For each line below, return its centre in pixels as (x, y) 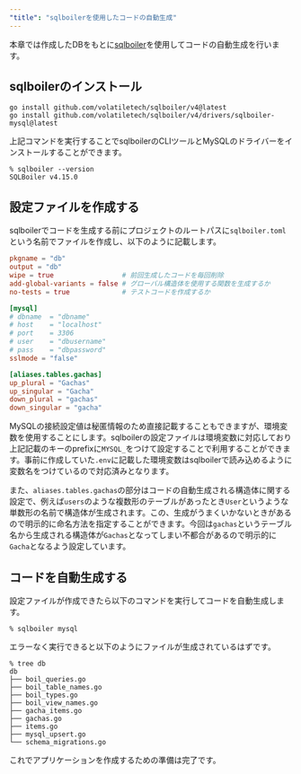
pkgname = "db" (38, 259)
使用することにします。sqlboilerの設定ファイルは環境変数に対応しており (158, 437)
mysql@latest (34, 123)
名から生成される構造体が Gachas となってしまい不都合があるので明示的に (143, 535)
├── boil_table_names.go (56, 687)
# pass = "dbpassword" (58, 350)
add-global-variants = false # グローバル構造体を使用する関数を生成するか (140, 284)
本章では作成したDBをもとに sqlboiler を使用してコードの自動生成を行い (141, 44)
